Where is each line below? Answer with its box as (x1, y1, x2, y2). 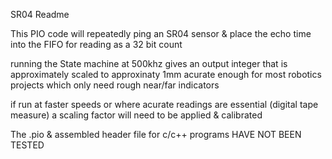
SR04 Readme (10, 9, 70, 20)
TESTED (10, 139, 45, 151)
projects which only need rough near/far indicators (10, 79, 220, 91)
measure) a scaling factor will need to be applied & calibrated (10, 109, 263, 121)
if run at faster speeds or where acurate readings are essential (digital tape (10, 99, 319, 110)
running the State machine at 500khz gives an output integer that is (10, 58, 288, 69)
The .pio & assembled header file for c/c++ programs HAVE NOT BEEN (10, 129, 302, 140)
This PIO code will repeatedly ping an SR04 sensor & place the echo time (10, 28, 312, 39)
